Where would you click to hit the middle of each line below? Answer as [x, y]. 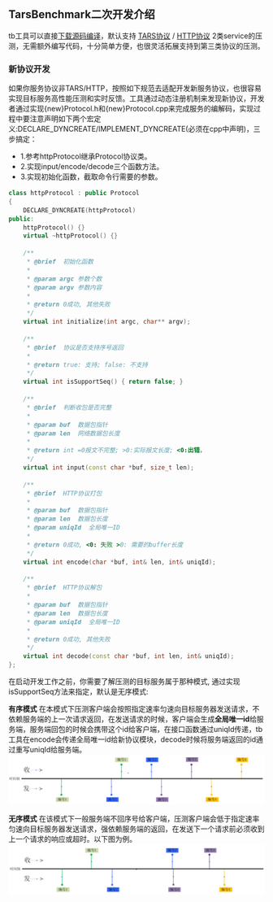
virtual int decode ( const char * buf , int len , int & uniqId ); [129, 656]
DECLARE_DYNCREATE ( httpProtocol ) [80, 210]
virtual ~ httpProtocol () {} [70, 236]
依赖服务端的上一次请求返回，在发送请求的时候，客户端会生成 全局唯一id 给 [133, 719]
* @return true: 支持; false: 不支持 [87, 364]
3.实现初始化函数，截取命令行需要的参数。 [91, 176]
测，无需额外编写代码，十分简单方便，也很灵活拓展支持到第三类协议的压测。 [136, 46]
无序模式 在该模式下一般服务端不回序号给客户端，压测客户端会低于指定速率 [134, 818]
